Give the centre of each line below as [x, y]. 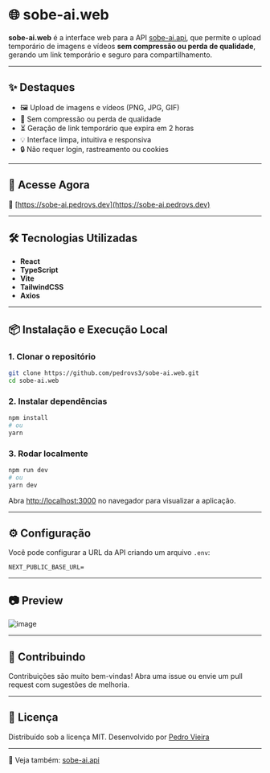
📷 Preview [36, 600]
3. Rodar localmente [48, 454]
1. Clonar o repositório [52, 356]
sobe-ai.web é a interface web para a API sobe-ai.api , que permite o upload [135, 37]
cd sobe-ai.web [34, 380]
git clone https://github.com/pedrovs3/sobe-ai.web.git [104, 373]
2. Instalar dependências [58, 401]
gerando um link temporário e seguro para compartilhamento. [110, 55]
